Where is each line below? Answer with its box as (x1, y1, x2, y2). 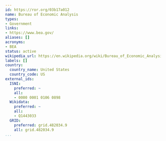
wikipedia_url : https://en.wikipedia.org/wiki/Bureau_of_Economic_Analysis (5, 53, 165, 59)
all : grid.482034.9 (14, 127, 54, 132)
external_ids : (5, 76, 35, 81)
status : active (5, 49, 37, 54)
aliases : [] (5, 35, 30, 40)
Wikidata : (9, 100, 30, 105)
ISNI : (9, 81, 21, 86)
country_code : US (9, 72, 45, 77)
